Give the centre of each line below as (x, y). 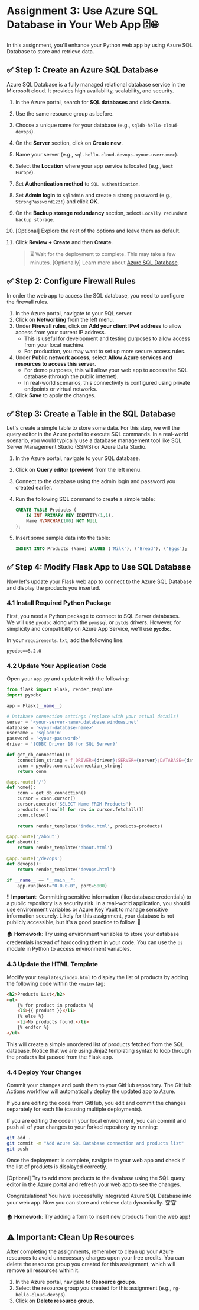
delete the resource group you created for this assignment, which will (91, 1264)
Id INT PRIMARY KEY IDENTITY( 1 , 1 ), (70, 516)
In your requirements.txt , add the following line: (65, 640)
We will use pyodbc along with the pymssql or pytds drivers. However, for (94, 622)
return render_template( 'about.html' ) (65, 848)
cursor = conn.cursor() (47, 798)
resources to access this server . (56, 363)
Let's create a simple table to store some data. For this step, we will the (93, 428)
